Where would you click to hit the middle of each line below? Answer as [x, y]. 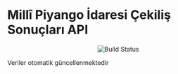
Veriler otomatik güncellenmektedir [58, 62]
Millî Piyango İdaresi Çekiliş [89, 15]
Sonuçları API [48, 30]
